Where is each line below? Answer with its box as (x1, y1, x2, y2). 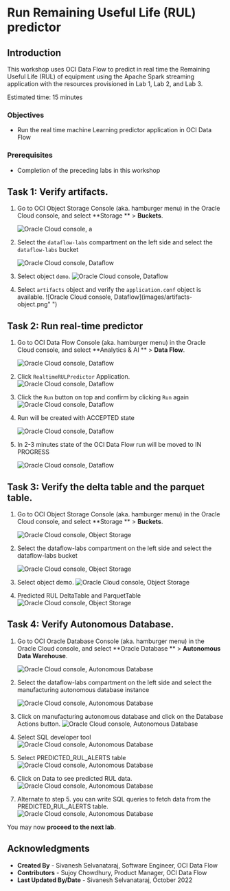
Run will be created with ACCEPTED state (16, 414, 135, 422)
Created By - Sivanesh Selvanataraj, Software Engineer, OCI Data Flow (16, 861, 218, 869)
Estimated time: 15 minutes (7, 93, 83, 101)
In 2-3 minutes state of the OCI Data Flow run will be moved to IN (16, 441, 202, 449)
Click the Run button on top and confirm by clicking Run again (16, 393, 189, 401)
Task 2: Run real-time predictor (7, 320, 143, 332)
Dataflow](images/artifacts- (114, 293, 193, 301)
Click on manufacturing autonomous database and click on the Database (16, 712, 224, 720)
